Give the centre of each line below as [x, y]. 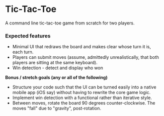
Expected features [28, 36]
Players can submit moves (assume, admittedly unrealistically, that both [85, 57]
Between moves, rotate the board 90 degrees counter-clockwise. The [84, 103]
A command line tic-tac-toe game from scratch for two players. [70, 23]
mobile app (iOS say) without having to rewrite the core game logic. [81, 93]
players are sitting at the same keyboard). [55, 63]
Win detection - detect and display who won [58, 68]
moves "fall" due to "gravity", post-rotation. [57, 109]
